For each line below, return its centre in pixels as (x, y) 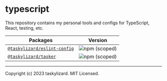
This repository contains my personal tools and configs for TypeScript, (78, 23)
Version (98, 40)
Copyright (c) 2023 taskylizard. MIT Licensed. (52, 73)
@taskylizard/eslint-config (41, 48)
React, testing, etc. (24, 28)
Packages (41, 40)
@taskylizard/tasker (32, 56)
